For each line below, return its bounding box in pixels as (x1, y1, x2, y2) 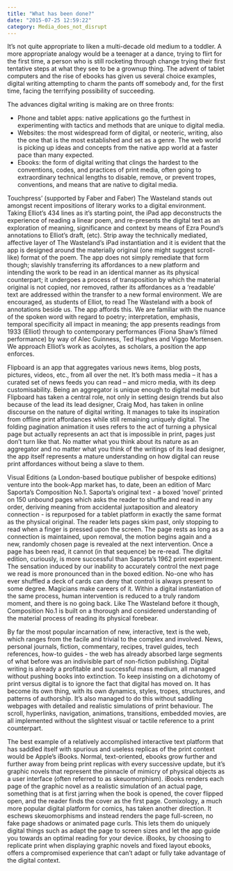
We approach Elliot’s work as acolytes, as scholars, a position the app (7, 343, 207, 351)
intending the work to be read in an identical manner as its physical (7, 268, 200, 276)
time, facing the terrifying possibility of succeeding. (7, 87, 155, 95)
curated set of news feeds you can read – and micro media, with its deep (7, 378, 216, 387)
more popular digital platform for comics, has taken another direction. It (7, 804, 212, 813)
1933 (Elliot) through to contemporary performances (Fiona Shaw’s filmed (7, 327, 218, 336)
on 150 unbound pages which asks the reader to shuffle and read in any (7, 496, 214, 504)
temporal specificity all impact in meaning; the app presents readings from (7, 320, 220, 329)
